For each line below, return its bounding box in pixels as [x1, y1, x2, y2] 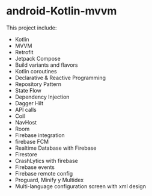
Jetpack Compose [14, 55, 61, 62]
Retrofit [14, 48, 34, 55]
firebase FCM [14, 138, 49, 145]
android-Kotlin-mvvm [6, 4, 117, 18]
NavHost [14, 118, 37, 126]
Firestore [14, 150, 38, 158]
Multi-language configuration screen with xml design [14, 182, 146, 190]
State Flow [14, 87, 42, 94]
